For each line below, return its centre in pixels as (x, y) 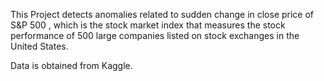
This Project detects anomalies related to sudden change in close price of (162, 14)
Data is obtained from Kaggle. (71, 65)
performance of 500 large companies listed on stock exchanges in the (155, 35)
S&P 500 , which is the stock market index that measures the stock (148, 25)
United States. (39, 46)
